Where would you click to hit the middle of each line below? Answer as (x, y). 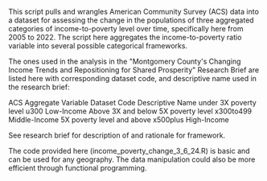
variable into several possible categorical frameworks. (98, 46)
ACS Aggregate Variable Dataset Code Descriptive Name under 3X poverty (133, 103)
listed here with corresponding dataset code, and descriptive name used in (133, 78)
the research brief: (39, 87)
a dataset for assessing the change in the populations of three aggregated (131, 20)
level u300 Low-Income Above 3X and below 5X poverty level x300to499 (130, 111)
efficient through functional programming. (78, 168)
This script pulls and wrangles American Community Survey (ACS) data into (134, 12)
